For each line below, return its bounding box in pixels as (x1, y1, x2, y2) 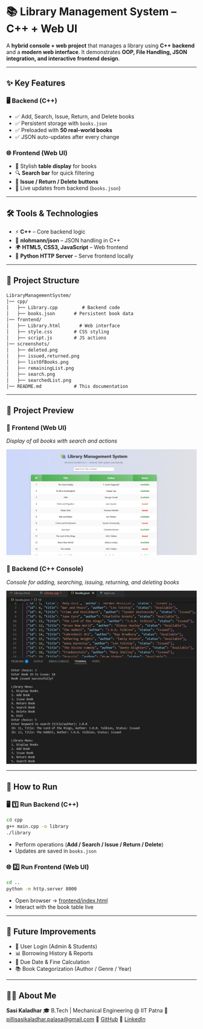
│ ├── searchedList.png (6, 377, 71, 383)
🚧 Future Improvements (6, 927, 97, 937)
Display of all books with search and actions (6, 437, 118, 444)
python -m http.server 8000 (6, 886, 77, 892)
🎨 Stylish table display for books (14, 162, 97, 170)
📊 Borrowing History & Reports (14, 950, 94, 957)
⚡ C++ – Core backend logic (14, 228, 86, 235)
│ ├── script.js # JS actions (6, 335, 107, 341)
